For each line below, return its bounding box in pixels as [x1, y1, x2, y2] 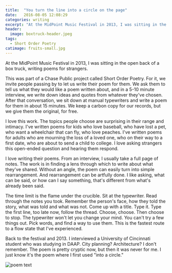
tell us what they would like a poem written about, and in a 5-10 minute [5, 86, 155, 93]
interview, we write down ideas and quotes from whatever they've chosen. [5, 92, 163, 98]
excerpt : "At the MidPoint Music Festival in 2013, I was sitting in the [5, 22, 167, 27]
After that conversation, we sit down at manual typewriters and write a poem [5, 97, 167, 103]
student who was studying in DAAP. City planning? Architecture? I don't [5, 241, 157, 247]
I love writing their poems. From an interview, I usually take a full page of [5, 155, 159, 161]
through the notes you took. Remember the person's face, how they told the [5, 198, 166, 204]
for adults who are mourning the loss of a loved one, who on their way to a [5, 134, 163, 140]
